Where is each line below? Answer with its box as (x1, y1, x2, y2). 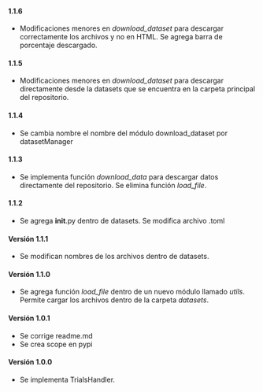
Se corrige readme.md (19, 331, 93, 340)
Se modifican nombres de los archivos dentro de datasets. (19, 252, 209, 261)
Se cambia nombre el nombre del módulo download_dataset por (19, 128, 228, 138)
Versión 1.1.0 (8, 269, 51, 279)
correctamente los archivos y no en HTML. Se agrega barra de (19, 32, 223, 42)
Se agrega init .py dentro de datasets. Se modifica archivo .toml (19, 216, 225, 226)
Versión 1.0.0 (8, 357, 53, 367)
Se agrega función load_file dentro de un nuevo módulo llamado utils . (19, 287, 246, 297)
